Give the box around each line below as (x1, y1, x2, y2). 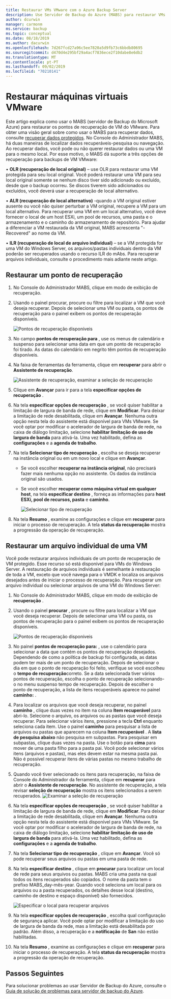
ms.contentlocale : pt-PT (6, 60, 59, 65)
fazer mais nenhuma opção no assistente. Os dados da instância (20, 470, 157, 476)
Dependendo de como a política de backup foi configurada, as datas (13, 654, 157, 660)
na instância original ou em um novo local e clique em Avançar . (13, 455, 147, 461)
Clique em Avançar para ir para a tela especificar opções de (13, 387, 141, 393)
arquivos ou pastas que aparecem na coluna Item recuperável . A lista (13, 728, 162, 735)
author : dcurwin (6, 17, 40, 22)
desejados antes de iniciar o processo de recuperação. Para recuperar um (6, 577, 162, 583)
